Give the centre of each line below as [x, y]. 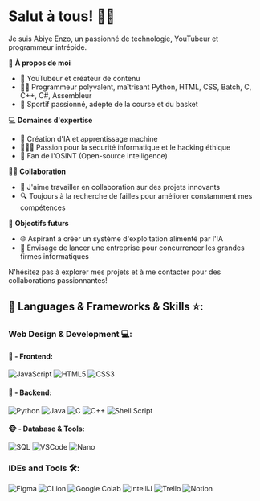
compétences [43, 207]
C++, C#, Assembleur [56, 95]
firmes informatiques [55, 256]
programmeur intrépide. [48, 47]
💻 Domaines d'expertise [51, 120]
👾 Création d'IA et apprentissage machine [89, 138]
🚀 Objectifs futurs [39, 223]
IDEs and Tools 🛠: [44, 468]
